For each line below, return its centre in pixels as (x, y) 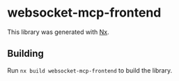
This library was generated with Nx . (58, 32)
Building (25, 54)
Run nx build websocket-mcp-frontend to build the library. (90, 70)
